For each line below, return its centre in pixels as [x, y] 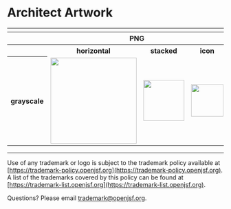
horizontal [94, 51]
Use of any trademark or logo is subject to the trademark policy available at [114, 162]
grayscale [27, 101]
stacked [164, 51]
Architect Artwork [60, 13]
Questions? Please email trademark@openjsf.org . [77, 198]
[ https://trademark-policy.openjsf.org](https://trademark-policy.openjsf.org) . [115, 170]
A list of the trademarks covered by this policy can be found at [95, 177]
